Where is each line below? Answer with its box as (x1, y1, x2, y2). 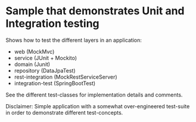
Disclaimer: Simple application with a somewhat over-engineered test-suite (5, 102, 190, 110)
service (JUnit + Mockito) (14, 54, 77, 61)
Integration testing (5, 17, 99, 30)
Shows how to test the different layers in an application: (5, 36, 142, 43)
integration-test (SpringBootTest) (14, 79, 96, 87)
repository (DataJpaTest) (14, 67, 76, 74)
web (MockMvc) (14, 48, 55, 55)
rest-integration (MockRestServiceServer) (14, 73, 117, 80)
